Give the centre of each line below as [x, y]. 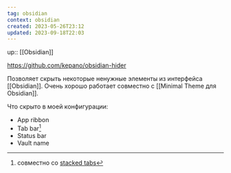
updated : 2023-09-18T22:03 [46, 33]
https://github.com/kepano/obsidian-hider [67, 65]
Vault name [33, 143]
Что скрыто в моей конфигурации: [58, 106]
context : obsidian [33, 20]
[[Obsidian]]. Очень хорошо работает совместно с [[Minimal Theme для [112, 86]
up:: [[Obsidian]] [30, 52]
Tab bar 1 [29, 128]
